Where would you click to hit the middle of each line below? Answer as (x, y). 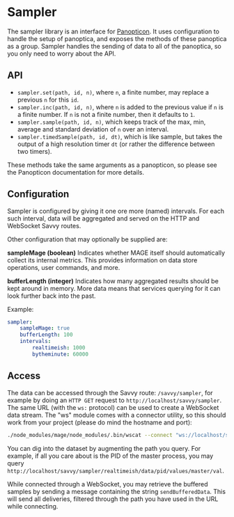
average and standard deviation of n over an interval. (93, 129)
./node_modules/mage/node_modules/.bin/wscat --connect (90, 435)
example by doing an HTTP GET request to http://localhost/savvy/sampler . (114, 400)
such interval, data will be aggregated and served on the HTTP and (103, 218)
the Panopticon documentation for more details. (76, 172)
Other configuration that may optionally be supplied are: (87, 239)
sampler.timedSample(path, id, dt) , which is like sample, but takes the (120, 136)
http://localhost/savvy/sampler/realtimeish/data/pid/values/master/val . (116, 470)
